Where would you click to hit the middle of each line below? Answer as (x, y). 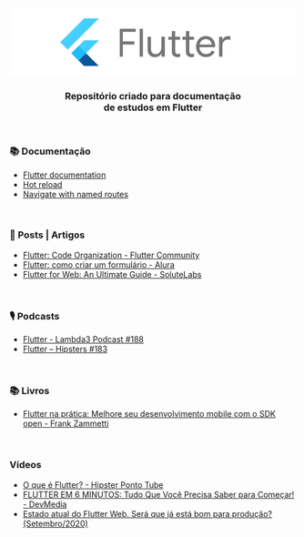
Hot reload (42, 184)
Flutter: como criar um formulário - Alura (98, 264)
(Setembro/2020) (55, 523)
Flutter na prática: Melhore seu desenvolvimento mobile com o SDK (149, 414)
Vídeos (25, 465)
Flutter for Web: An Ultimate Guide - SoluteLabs (112, 274)
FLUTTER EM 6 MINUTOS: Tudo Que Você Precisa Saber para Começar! (158, 494)
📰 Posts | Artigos (47, 235)
